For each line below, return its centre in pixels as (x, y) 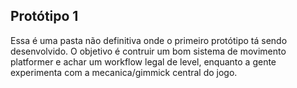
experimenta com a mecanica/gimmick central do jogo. (124, 72)
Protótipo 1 (44, 16)
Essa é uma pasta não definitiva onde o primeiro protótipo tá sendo (149, 40)
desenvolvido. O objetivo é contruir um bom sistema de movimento (148, 51)
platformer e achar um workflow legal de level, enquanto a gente (143, 61)
